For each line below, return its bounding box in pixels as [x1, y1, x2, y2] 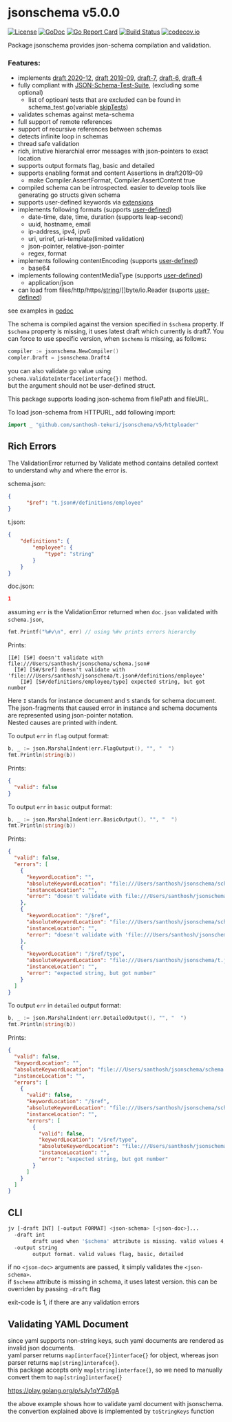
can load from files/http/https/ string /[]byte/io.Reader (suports [17, 286, 193, 294]
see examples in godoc [8, 306, 74, 315]
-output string [14, 1244, 58, 1251]
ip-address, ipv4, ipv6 [28, 227, 91, 236]
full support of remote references [17, 118, 113, 126]
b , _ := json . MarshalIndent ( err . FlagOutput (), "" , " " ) [8, 745, 175, 752]
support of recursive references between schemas [17, 125, 162, 134]
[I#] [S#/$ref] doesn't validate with [14, 667, 126, 673]
